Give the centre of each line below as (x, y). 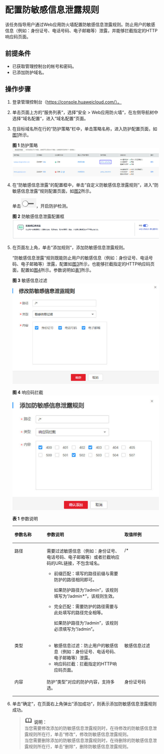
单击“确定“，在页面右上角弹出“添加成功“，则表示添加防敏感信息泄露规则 (84, 704)
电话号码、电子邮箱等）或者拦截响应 (83, 557)
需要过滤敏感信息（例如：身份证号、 (83, 551)
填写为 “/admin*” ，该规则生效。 (85, 596)
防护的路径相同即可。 (75, 580)
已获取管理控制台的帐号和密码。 (44, 66)
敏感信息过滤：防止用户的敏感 (84, 645)
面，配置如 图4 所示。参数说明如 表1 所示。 (53, 270)
